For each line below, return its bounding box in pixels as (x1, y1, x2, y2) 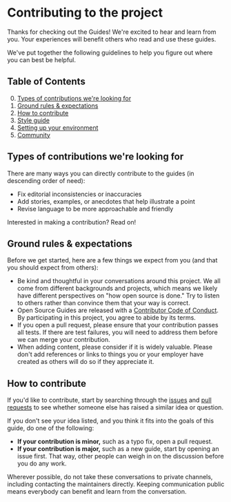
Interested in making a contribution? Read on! (7, 218, 137, 226)
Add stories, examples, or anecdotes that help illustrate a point (17, 197, 195, 205)
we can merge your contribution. (17, 336, 110, 344)
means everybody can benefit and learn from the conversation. (7, 487, 188, 496)
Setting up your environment (17, 123, 99, 132)
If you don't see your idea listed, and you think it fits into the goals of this (7, 416, 214, 425)
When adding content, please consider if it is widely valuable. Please (17, 343, 212, 351)
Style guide (17, 116, 50, 124)
